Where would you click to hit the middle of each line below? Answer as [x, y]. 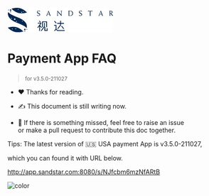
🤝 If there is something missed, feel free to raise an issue [101, 122]
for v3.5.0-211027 [46, 79]
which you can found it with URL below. [65, 158]
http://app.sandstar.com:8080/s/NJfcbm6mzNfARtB [84, 172]
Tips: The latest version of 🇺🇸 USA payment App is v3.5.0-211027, [105, 143]
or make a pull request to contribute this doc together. [97, 130]
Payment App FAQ [62, 59]
